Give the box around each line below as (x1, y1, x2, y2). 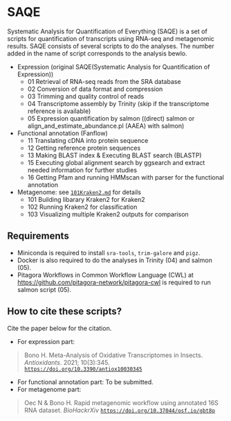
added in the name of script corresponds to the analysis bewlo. (7, 49, 188, 58)
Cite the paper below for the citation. (7, 324, 112, 332)
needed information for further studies (27, 166, 137, 174)
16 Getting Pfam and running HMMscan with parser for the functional (27, 173, 225, 181)
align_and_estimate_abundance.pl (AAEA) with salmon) (27, 121, 185, 130)
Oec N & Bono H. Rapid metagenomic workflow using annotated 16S (24, 398, 219, 406)
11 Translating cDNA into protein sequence (27, 136, 149, 144)
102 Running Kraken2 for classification (27, 203, 138, 211)
